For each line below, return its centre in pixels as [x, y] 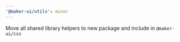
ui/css [13, 34]
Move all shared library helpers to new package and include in [80, 28]
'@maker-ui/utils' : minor [37, 11]
